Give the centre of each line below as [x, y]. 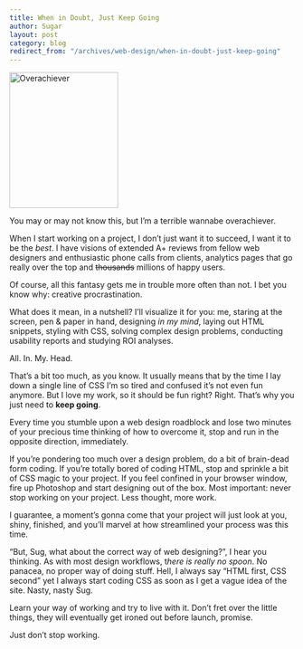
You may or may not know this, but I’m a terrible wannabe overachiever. [142, 221]
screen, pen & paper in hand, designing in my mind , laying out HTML [137, 321]
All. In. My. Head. [41, 358]
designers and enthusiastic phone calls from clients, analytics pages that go [151, 258]
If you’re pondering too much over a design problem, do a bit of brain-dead [149, 459]
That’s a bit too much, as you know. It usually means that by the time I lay [145, 376]
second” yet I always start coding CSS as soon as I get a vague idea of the [148, 581]
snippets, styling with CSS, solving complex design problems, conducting [146, 331]
